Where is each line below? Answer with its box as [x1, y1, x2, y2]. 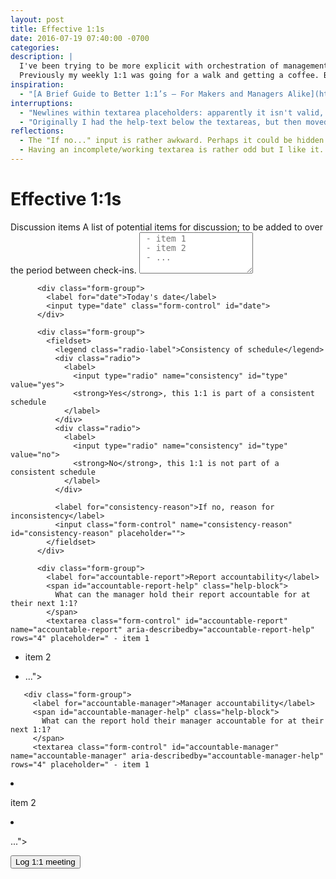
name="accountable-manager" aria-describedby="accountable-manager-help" [10, 751, 325, 761]
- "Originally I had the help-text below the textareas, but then [19, 117, 302, 127]
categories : [10, 42, 60, 53]
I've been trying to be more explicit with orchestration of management [19, 61, 329, 71]
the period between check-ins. [10, 264, 137, 276]
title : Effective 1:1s [10, 24, 105, 34]
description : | [10, 52, 74, 62]
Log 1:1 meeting [15, 856, 76, 867]
